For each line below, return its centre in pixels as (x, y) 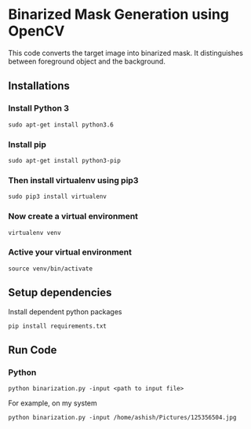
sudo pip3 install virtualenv (58, 197)
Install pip (27, 145)
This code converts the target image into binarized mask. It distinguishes (125, 53)
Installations (39, 86)
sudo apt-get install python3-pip (65, 160)
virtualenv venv (35, 233)
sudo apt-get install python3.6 (61, 125)
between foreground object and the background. (87, 61)
